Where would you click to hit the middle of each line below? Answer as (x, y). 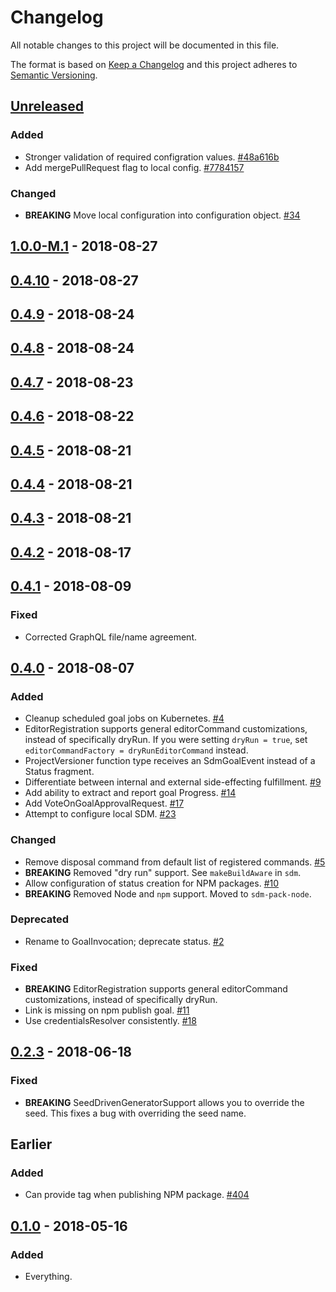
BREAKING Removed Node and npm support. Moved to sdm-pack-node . (168, 893)
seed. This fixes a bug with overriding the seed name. (135, 1113)
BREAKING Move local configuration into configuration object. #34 (162, 215)
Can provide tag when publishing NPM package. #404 (137, 1195)
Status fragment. (59, 772)
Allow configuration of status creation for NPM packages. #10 (152, 883)
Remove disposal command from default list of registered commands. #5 (175, 862)
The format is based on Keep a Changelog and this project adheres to (154, 64)
